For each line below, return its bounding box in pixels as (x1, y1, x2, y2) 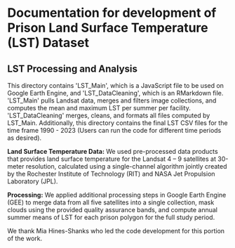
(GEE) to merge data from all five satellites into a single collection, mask (7, 198, 215, 207)
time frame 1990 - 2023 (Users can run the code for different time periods (7, 126, 222, 134)
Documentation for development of (7, 5, 217, 21)
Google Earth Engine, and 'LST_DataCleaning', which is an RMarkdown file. (7, 89, 224, 97)
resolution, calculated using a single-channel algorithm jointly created (25, 162, 227, 170)
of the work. (7, 234, 43, 242)
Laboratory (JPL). (7, 177, 58, 185)
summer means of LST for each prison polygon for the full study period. (7, 213, 215, 221)
